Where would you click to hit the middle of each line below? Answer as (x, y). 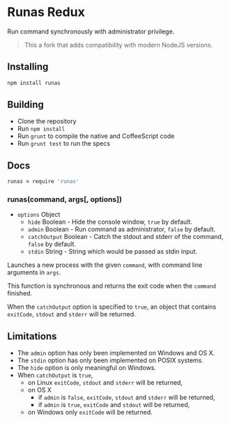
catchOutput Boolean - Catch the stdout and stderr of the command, (125, 237)
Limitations (32, 336)
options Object (39, 215)
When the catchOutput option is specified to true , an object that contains (112, 307)
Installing (28, 67)
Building (25, 105)
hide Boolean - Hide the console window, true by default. (110, 222)
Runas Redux (46, 12)
